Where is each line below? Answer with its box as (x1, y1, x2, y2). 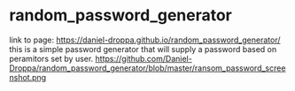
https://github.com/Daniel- (95, 53, 192, 64)
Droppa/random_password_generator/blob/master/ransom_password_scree (9, 63, 286, 73)
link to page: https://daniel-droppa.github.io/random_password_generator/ (9, 34, 281, 45)
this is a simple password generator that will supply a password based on (9, 43, 277, 54)
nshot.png (9, 72, 47, 82)
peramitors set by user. (9, 53, 94, 64)
